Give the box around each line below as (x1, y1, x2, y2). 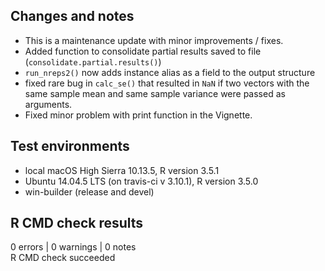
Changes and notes (10, 8, 135, 25)
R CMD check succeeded (10, 252, 116, 264)
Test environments (10, 138, 130, 155)
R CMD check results (10, 215, 144, 232)
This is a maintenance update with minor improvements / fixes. (24, 34, 284, 46)
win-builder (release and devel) (24, 185, 155, 198)
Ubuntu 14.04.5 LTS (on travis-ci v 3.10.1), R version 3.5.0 (24, 175, 259, 187)
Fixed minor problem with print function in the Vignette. (24, 109, 253, 121)
